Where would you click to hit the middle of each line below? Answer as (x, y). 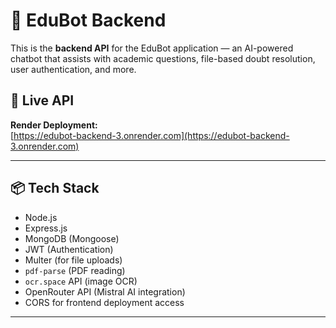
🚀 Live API (42, 100)
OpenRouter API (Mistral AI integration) (105, 291)
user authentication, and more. (73, 69)
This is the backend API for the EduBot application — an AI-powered (152, 48)
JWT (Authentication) (69, 249)
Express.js (46, 228)
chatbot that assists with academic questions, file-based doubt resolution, (163, 58)
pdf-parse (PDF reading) (75, 270)
